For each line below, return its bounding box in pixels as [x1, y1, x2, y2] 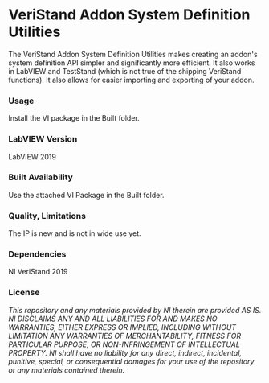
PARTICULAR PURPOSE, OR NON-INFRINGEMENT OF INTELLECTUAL [8, 340, 241, 349]
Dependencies [8, 249, 67, 260]
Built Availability [8, 171, 74, 183]
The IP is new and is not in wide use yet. [8, 229, 142, 238]
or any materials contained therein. [8, 364, 125, 375]
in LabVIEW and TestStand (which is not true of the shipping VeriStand [8, 66, 242, 76]
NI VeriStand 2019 [8, 267, 68, 277]
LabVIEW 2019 [8, 151, 56, 162]
